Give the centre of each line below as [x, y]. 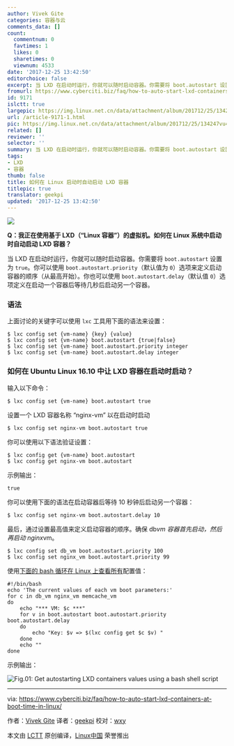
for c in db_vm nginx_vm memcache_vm [62, 596]
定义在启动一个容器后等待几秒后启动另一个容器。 [83, 285]
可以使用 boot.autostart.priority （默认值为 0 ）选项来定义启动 [131, 267]
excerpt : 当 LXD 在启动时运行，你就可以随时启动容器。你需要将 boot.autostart [112, 85]
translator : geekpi [36, 195]
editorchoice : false [37, 78]
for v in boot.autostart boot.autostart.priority [93, 614]
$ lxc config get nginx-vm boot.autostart [70, 461]
